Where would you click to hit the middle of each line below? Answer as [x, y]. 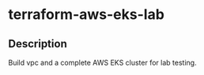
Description [38, 44]
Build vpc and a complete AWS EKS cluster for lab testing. [102, 62]
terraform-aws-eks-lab [86, 15]
